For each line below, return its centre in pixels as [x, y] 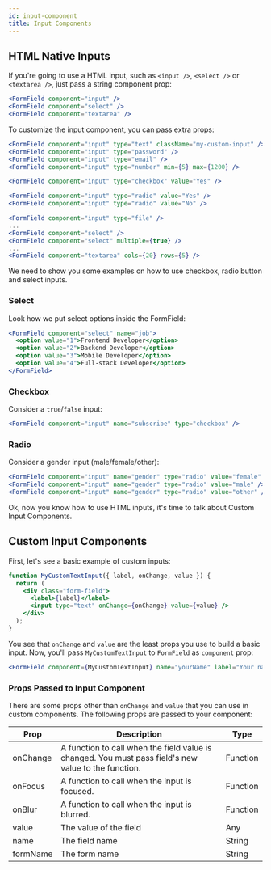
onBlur [25, 809]
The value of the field [100, 827]
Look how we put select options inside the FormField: [97, 318]
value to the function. [100, 767]
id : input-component [43, 16]
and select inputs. [38, 280]
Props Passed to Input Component [77, 688]
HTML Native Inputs [59, 56]
